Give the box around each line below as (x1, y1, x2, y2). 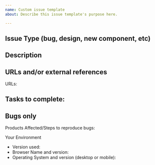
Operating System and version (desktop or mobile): (12, 155, 117, 161)
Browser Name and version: (12, 149, 69, 155)
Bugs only (5, 112, 37, 120)
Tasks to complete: (5, 95, 65, 103)
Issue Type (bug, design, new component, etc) (5, 34, 151, 42)
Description (5, 51, 42, 60)
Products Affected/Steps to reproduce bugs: (5, 125, 95, 131)
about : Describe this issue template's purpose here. (5, 12, 118, 17)
